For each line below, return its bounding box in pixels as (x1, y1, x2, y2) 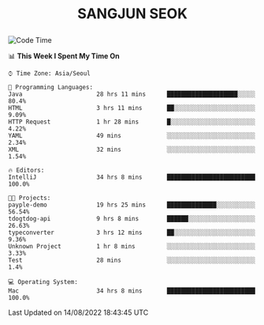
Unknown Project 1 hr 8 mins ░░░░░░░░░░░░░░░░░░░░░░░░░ (8, 243, 256, 251)
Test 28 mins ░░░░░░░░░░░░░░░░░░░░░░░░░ (8, 256, 256, 265)
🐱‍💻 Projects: (8, 195, 51, 202)
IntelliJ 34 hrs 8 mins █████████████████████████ (8, 173, 256, 182)
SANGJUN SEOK (77, 5, 188, 23)
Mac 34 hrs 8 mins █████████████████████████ (8, 287, 256, 295)
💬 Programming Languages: (8, 84, 93, 92)
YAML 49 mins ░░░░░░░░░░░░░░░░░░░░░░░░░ (8, 132, 256, 140)
